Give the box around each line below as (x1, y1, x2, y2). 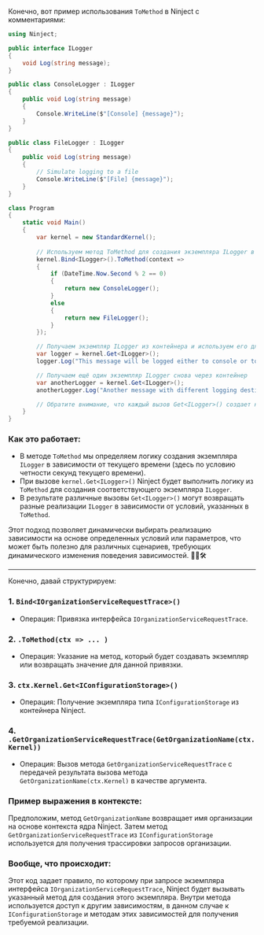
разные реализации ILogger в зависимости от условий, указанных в (19, 501, 249, 511)
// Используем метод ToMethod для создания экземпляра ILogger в (36, 248, 255, 256)
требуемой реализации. (8, 918, 89, 927)
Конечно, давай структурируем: (8, 576, 116, 586)
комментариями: (8, 15, 65, 24)
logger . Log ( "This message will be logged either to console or (36, 357, 247, 365)
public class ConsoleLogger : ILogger (8, 80, 135, 89)
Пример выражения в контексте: (8, 795, 143, 806)
